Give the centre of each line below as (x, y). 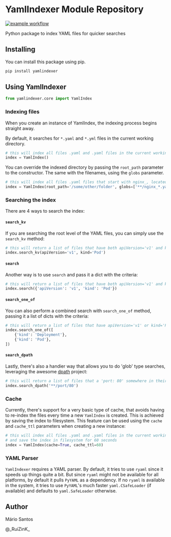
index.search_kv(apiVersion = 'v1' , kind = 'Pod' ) (55, 253)
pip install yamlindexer (32, 71)
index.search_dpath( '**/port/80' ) (42, 386)
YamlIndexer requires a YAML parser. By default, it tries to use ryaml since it (84, 469)
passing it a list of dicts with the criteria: (47, 316)
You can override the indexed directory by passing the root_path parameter (84, 167)
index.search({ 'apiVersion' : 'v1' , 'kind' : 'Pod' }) (61, 289)
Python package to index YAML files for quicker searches (65, 33)
